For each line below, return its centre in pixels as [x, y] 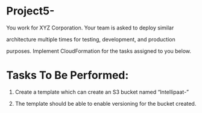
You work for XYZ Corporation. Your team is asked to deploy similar [90, 28]
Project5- [30, 11]
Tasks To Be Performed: [68, 75]
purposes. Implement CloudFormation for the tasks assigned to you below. [99, 51]
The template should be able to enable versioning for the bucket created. [106, 103]
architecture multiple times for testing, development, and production [91, 39]
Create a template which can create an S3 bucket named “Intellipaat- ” [102, 92]
